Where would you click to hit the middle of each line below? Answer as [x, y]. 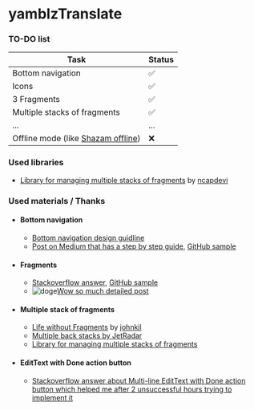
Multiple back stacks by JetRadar [87, 336]
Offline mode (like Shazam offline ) [77, 139]
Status [161, 59]
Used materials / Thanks [57, 201]
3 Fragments [36, 99]
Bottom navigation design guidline [88, 237]
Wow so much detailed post [103, 291]
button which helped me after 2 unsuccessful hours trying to [132, 389]
